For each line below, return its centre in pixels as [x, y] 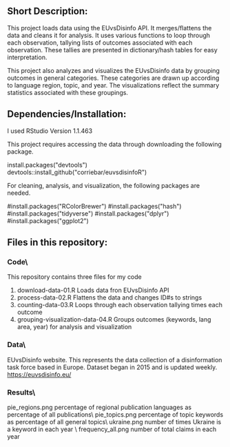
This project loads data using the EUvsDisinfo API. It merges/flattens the [109, 28]
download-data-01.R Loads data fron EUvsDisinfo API [93, 290]
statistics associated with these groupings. [68, 92]
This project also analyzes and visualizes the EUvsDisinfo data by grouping [114, 70]
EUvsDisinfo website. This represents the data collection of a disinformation [115, 360]
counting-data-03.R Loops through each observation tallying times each [119, 305]
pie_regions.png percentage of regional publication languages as [99, 407]
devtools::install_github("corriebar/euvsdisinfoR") [77, 172]
